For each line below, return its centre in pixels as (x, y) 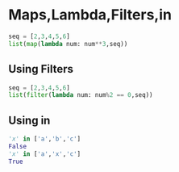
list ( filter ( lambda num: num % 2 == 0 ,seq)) (81, 95)
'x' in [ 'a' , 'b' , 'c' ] (45, 139)
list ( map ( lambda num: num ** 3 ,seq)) (68, 44)
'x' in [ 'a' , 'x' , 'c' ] (45, 154)
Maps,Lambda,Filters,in (90, 15)
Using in (29, 120)
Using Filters (41, 69)
